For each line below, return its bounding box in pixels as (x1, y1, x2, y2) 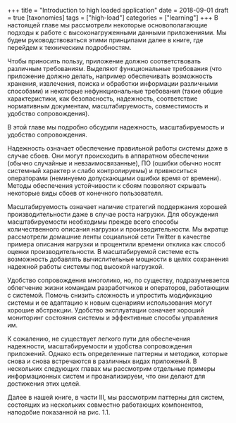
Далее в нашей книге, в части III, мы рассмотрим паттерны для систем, (7, 393, 225, 401)
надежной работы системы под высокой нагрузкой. (7, 263, 164, 270)
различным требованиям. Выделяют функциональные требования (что (7, 65, 222, 72)
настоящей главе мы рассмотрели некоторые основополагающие (7, 21, 208, 29)
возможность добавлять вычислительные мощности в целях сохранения (7, 255, 229, 263)
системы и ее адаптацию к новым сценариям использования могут (7, 298, 213, 307)
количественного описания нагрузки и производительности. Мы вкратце (7, 225, 229, 233)
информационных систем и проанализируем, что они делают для (7, 372, 206, 380)
